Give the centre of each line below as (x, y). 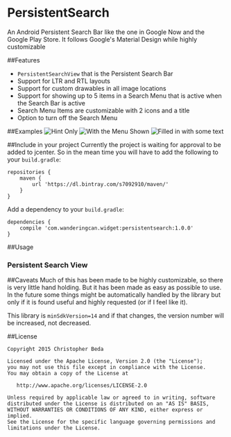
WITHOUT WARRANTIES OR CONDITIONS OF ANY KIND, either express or (105, 410)
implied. (20, 416)
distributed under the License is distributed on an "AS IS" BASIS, (108, 404)
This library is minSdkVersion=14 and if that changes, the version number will (115, 316)
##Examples (25, 131)
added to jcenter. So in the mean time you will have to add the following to (113, 152)
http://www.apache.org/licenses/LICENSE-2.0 (82, 386)
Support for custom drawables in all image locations (92, 88)
